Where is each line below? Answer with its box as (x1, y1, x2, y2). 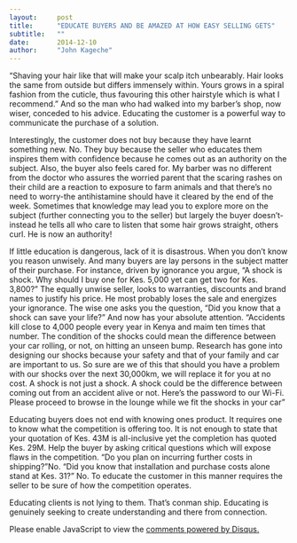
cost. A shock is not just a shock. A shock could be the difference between (9, 378, 283, 389)
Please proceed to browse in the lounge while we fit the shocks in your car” (9, 397, 285, 408)
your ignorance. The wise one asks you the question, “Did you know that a (9, 303, 281, 313)
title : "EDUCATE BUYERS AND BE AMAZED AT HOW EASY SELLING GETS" (9, 21, 276, 30)
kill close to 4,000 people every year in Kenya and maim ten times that (9, 321, 266, 333)
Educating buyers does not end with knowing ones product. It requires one (9, 414, 283, 425)
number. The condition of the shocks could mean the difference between (9, 331, 277, 342)
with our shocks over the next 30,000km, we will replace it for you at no (9, 369, 271, 380)
